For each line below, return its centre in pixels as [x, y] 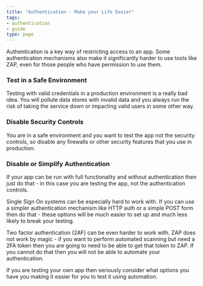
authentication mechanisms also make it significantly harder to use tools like [102, 58]
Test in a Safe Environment [46, 81]
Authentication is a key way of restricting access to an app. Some [88, 52]
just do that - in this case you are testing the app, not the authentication [96, 184]
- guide [16, 29]
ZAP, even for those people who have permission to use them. [84, 65]
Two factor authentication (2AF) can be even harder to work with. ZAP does [101, 233]
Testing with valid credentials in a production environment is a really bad [97, 93]
